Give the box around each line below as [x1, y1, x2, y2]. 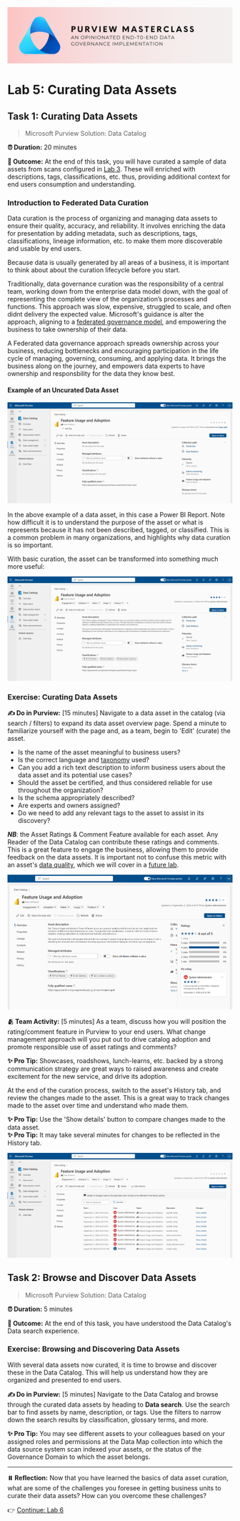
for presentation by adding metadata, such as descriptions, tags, [7, 229, 198, 238]
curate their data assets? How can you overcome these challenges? [7, 1491, 207, 1500]
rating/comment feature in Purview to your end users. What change [7, 1027, 206, 1036]
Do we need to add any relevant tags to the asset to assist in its [17, 809, 205, 817]
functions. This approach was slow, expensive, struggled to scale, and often [7, 302, 231, 311]
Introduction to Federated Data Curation [7, 197, 149, 207]
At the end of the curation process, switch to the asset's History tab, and [7, 1086, 221, 1094]
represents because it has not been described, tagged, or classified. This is [7, 525, 230, 534]
